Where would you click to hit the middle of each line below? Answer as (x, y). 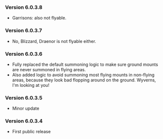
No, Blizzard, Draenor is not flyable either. (54, 41)
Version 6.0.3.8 (24, 7)
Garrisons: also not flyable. (39, 18)
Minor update (26, 108)
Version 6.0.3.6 (24, 54)
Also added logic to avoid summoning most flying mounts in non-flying (83, 75)
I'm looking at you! (31, 85)
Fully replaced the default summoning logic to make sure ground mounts (85, 64)
